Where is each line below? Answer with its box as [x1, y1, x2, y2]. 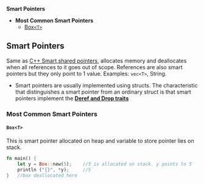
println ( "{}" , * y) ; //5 [17, 166, 91, 172]
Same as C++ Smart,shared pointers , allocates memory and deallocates [6, 57, 187, 64]
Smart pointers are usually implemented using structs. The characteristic [15, 81, 198, 89]
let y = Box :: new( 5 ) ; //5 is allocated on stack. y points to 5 [17, 161, 192, 167]
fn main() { [6, 155, 37, 162]
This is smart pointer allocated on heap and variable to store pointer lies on [6, 137, 194, 145]
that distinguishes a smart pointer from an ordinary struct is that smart [15, 88, 192, 95]
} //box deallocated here [6, 172, 78, 179]
